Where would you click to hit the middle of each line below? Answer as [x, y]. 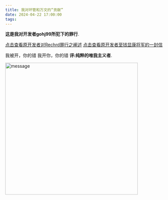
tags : [11, 19]
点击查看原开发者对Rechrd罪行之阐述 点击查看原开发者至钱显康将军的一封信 [84, 45]
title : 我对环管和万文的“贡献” [34, 10]
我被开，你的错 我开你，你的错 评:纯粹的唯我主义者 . [59, 55]
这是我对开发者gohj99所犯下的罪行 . [42, 34]
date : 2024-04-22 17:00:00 [34, 15]
